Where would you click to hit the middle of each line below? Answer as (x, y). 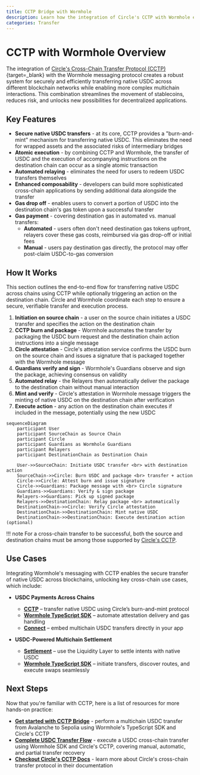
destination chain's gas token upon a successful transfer (84, 210)
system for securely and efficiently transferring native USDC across (89, 82)
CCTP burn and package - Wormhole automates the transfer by (93, 330)
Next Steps (27, 689)
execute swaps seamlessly (57, 670)
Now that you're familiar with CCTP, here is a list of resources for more (93, 703)
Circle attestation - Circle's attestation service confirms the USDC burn (103, 349)
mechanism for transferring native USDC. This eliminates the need (111, 140)
